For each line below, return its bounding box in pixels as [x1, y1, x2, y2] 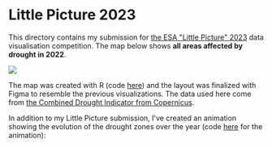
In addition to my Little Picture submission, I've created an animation [8, 113, 237, 123]
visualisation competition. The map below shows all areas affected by [8, 40, 244, 50]
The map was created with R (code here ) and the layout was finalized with [8, 80, 257, 90]
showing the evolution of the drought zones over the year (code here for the [8, 121, 263, 131]
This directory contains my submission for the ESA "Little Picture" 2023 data [8, 32, 264, 42]
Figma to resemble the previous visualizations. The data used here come [8, 89, 252, 99]
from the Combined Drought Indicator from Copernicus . [8, 97, 195, 107]
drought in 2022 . [8, 49, 67, 59]
